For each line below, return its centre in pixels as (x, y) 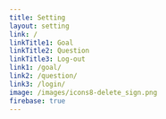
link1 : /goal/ (36, 68)
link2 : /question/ (43, 76)
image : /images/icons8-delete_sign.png (83, 92)
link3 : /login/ (37, 84)
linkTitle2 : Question (50, 51)
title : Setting (37, 17)
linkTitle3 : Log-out (48, 59)
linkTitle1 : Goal (41, 42)
